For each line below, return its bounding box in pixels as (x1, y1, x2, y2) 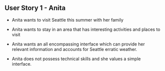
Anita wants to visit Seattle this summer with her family (11, 17, 124, 23)
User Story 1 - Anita (4, 4, 66, 12)
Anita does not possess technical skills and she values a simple (11, 56, 141, 62)
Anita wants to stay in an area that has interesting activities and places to (11, 26, 161, 32)
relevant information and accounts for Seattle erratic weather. (11, 46, 137, 52)
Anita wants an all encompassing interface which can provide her (11, 41, 145, 47)
